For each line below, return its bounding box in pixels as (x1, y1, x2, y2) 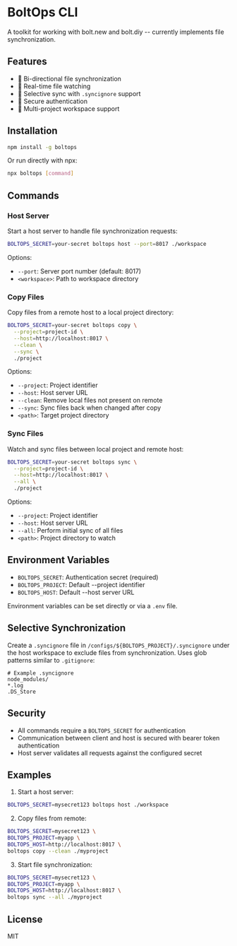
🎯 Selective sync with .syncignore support (17, 89, 141, 97)
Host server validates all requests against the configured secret (17, 748, 202, 757)
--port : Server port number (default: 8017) (17, 266, 142, 276)
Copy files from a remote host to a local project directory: (7, 308, 174, 317)
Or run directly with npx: (7, 156, 78, 165)
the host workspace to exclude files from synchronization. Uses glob (7, 648, 207, 657)
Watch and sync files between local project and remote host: (7, 444, 184, 453)
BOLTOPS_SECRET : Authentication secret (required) (17, 573, 159, 581)
